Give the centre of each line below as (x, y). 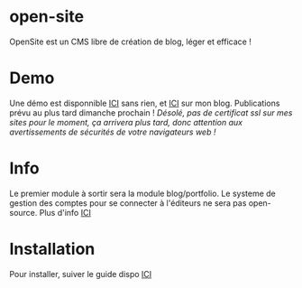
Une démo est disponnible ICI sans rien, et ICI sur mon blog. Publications (145, 103)
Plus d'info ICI (65, 212)
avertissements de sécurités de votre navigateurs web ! (113, 132)
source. (23, 212)
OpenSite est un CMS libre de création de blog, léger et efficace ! (131, 42)
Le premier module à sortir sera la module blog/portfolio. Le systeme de (143, 193)
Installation (52, 249)
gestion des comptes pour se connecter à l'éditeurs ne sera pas (128, 203)
